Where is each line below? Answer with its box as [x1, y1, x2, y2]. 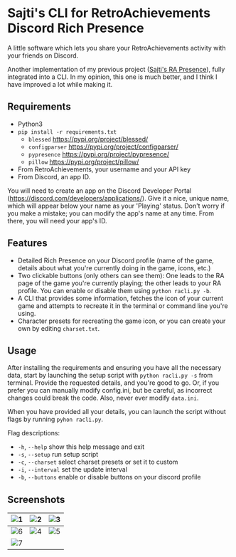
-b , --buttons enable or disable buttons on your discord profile [17, 473, 201, 482]
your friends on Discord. [7, 51, 79, 60]
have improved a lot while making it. [7, 80, 112, 88]
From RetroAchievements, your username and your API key [17, 165, 191, 174]
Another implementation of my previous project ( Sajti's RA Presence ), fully [7, 65, 225, 73]
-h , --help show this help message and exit [17, 442, 144, 451]
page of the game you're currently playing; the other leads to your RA [17, 279, 222, 287]
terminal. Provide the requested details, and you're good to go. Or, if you [7, 378, 220, 387]
